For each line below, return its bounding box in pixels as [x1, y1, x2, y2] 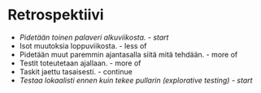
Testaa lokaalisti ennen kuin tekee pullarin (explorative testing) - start [19, 75, 253, 85]
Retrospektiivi [7, 6, 104, 24]
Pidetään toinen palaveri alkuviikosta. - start [19, 32, 169, 42]
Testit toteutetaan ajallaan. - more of [19, 58, 141, 68]
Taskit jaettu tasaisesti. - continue [19, 66, 133, 76]
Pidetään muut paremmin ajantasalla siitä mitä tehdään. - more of [19, 49, 238, 59]
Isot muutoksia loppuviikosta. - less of [19, 40, 147, 50]
